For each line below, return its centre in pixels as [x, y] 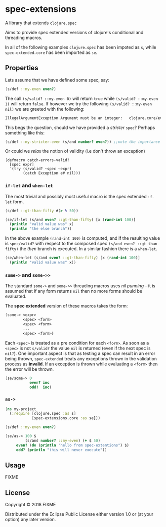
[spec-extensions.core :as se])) [66, 418]
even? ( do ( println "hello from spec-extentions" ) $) [73, 445]
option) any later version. [30, 520]
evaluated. [16, 296]
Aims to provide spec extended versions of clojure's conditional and [74, 32]
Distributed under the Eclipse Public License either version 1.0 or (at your [79, 514]
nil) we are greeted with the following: [45, 109]
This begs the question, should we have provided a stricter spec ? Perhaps [80, 128]
